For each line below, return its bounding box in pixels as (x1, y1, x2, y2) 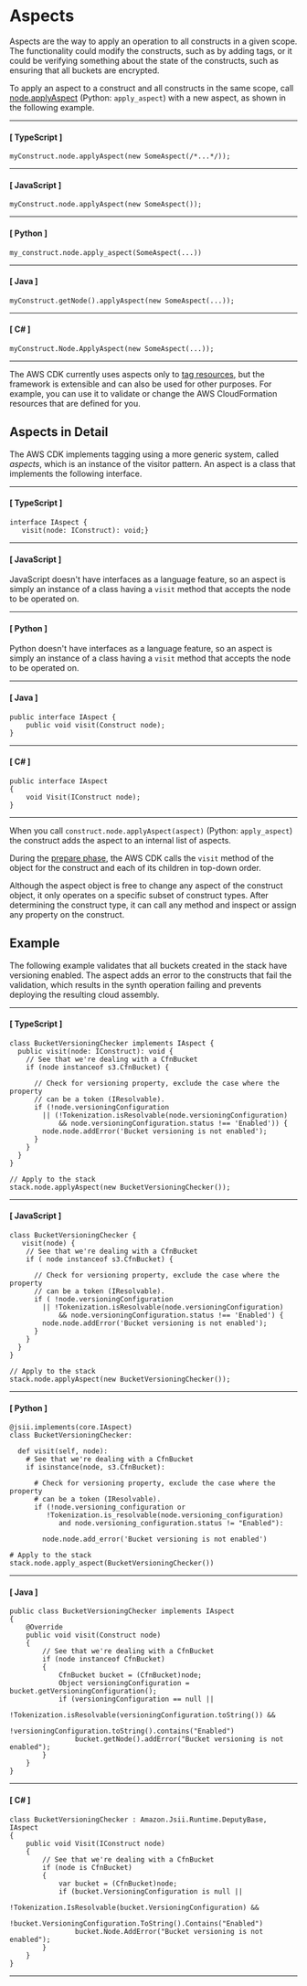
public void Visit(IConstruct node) (26, 1839, 166, 1848)
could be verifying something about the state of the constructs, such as (9, 55, 279, 66)
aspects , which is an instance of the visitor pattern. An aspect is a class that (9, 458, 296, 469)
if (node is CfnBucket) (42, 1863, 132, 1872)
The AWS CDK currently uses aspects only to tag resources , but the (9, 368, 265, 379)
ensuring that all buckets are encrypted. (9, 65, 160, 76)
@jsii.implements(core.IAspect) (9, 1423, 132, 1432)
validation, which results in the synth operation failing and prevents (9, 979, 262, 990)
